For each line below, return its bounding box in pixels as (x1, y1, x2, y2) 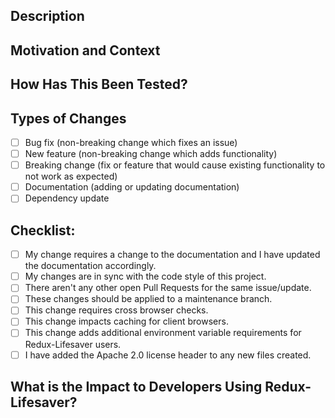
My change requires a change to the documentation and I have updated (24, 249, 321, 261)
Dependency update (24, 192, 110, 204)
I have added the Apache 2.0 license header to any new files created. (24, 349, 312, 361)
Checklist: (10, 222, 76, 239)
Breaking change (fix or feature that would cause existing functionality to (24, 159, 326, 171)
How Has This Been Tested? (10, 76, 188, 93)
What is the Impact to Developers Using (10, 379, 263, 395)
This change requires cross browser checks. (24, 304, 209, 316)
